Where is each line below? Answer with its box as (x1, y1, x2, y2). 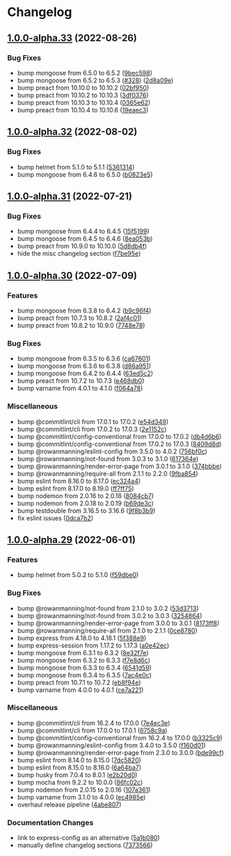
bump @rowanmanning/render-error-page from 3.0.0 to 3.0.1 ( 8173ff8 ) (17, 619, 220, 627)
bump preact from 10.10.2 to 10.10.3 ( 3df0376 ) (17, 91, 149, 99)
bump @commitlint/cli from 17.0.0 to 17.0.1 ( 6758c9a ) (17, 726, 168, 735)
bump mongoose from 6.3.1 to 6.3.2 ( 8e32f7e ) (17, 648, 149, 656)
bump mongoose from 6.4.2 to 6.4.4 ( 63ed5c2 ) (17, 369, 154, 377)
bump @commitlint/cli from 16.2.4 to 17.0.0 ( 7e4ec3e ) (17, 719, 170, 727)
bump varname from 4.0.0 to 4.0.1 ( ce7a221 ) (17, 685, 144, 694)
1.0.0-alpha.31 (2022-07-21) (7, 190, 133, 202)
